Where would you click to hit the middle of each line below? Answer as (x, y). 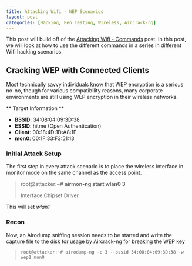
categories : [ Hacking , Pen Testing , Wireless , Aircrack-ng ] (81, 22)
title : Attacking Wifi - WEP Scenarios (55, 11)
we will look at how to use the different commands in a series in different (94, 45)
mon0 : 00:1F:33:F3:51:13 (44, 138)
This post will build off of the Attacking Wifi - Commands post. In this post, (96, 39)
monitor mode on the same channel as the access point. (74, 173)
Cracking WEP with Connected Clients (78, 70)
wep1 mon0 (33, 257)
